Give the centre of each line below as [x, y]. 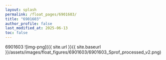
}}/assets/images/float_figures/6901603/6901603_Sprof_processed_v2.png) [83, 52]
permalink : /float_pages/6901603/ [41, 14]
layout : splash [21, 10]
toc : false [16, 33]
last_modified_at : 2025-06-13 [37, 28]
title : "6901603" [23, 19]
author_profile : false [29, 24]
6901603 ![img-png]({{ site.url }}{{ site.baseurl [53, 47]
